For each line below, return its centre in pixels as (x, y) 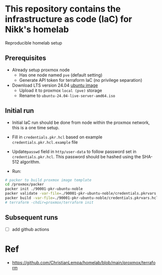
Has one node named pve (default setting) (61, 75)
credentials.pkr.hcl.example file (45, 142)
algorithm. (30, 162)
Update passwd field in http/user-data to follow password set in (74, 152)
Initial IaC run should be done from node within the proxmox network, (81, 122)
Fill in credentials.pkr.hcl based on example (57, 137)
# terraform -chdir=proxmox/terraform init (49, 202)
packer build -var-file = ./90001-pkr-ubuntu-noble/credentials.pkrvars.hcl (82, 198)
